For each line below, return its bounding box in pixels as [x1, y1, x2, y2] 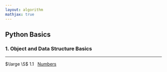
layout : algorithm [5, 7, 43, 12]
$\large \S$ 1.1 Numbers [5, 61, 57, 67]
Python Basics [5, 30, 51, 39]
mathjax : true [5, 12, 35, 17]
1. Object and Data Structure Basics [5, 45, 92, 52]
